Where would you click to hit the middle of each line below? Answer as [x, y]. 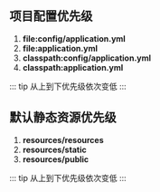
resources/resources [63, 139]
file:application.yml [60, 48]
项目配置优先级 [51, 16]
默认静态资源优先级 [63, 117]
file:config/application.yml [74, 38]
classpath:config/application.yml [87, 58]
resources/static [55, 149]
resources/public [56, 159]
